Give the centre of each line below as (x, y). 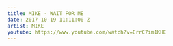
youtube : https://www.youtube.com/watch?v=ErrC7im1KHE (87, 32)
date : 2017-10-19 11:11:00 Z (49, 20)
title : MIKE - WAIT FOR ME (45, 13)
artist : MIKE (26, 26)
